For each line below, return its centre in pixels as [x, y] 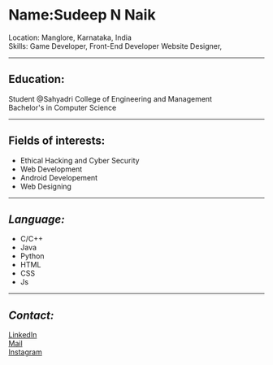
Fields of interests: [57, 141]
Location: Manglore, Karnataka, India [70, 37]
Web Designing [45, 186]
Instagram [25, 352]
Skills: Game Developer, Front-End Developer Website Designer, [115, 46]
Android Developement [59, 177]
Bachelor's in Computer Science [63, 107]
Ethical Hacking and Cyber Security [80, 160]
